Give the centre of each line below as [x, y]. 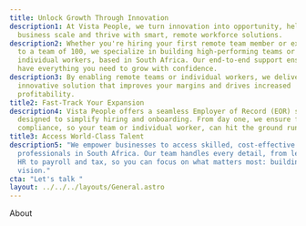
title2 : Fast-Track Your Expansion [77, 103]
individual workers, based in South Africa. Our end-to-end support [150, 60]
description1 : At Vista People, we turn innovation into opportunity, [146, 26]
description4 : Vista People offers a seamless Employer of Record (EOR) [150, 111]
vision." [34, 170]
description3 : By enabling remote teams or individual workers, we [140, 77]
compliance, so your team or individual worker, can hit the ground [150, 128]
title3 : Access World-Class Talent [77, 137]
